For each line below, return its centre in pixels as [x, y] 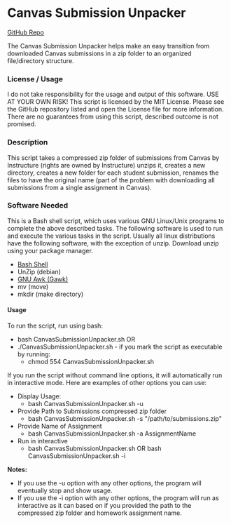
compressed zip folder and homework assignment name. [99, 513]
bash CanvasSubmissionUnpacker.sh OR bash [95, 449]
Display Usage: [39, 396]
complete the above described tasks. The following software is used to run [115, 228]
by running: [34, 354]
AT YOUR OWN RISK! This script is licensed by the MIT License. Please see [116, 102]
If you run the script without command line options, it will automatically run [115, 375]
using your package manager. [50, 250]
